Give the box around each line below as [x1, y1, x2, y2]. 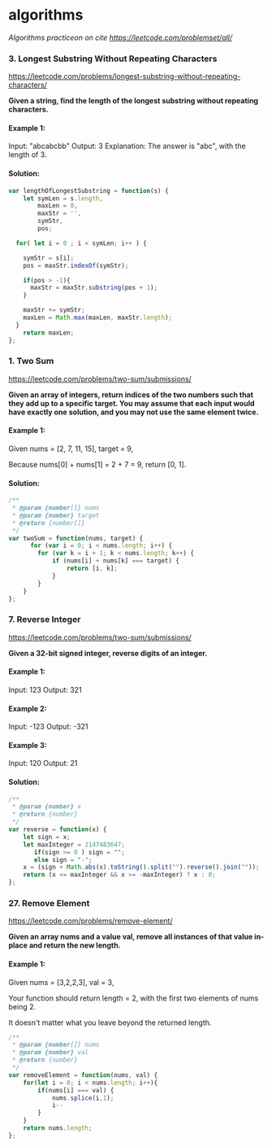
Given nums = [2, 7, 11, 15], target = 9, [8, 444, 134, 453]
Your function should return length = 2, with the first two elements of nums [8, 993, 259, 1003]
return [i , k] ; [66, 564, 118, 573]
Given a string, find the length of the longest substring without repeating [8, 96, 258, 106]
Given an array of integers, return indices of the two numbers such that [8, 389, 254, 400]
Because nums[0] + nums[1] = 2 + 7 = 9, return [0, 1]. [8, 460, 187, 470]
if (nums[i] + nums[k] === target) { [51, 557, 180, 565]
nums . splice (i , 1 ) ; [51, 1093, 114, 1102]
